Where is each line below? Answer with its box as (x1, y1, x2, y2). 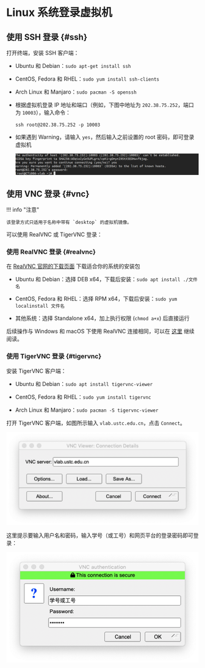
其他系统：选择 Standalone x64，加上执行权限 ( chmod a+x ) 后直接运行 (15, 314, 190, 322)
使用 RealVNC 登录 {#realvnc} (6, 248, 96, 256)
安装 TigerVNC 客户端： (6, 367, 67, 374)
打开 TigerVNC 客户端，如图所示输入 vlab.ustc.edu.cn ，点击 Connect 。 (6, 419, 186, 426)
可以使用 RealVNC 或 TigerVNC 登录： (6, 231, 103, 239)
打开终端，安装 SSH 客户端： (6, 50, 79, 56)
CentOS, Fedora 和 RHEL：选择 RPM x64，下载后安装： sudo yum (15, 295, 178, 303)
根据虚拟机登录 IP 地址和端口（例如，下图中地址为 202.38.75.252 (15, 102, 178, 108)
